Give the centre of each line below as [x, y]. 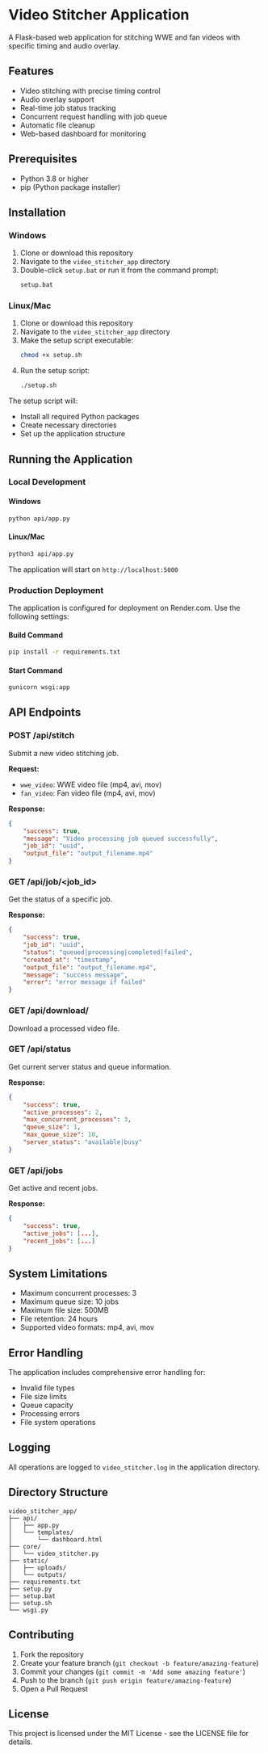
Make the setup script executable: [77, 340]
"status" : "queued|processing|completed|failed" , [108, 952]
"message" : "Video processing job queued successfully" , [121, 839]
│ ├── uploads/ [38, 1568]
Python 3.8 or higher [54, 179]
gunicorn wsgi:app [39, 687]
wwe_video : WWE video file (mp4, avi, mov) [91, 784]
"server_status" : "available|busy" [83, 1142]
